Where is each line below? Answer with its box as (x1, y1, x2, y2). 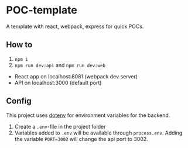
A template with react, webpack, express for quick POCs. (6, 23, 144, 30)
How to (6, 40, 33, 50)
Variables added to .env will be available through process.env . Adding (14, 129, 183, 136)
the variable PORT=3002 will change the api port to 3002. (14, 135, 148, 142)
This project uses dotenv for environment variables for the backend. (6, 112, 170, 119)
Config (6, 96, 32, 106)
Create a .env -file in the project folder (14, 123, 106, 130)
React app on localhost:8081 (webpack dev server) (14, 73, 138, 80)
